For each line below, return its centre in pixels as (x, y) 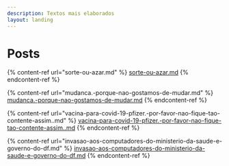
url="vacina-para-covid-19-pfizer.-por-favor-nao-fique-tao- (136, 113)
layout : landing (30, 20)
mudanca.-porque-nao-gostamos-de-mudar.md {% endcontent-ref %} (107, 100)
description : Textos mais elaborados (61, 13)
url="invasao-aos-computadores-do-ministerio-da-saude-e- (137, 141)
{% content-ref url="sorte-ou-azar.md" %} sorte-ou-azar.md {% (98, 72)
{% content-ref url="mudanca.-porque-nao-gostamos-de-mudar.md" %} (110, 93)
